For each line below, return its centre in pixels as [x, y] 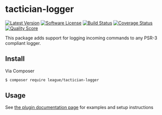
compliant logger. [23, 43]
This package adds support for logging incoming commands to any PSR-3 [81, 38]
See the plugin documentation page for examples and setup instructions [79, 108]
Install [15, 59]
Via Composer [20, 71]
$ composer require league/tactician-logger [52, 80]
